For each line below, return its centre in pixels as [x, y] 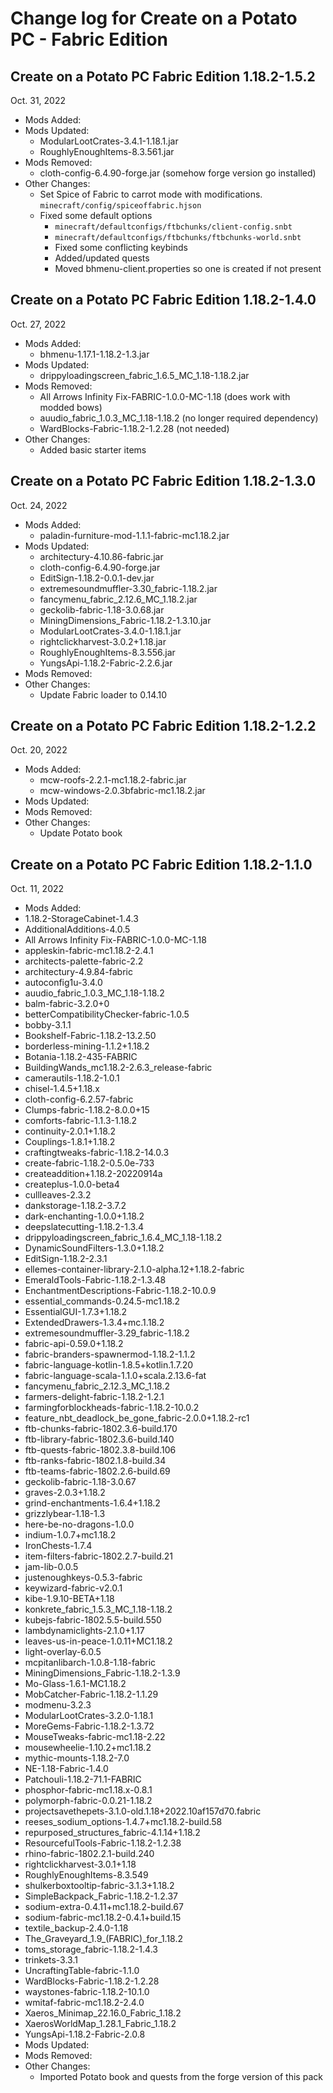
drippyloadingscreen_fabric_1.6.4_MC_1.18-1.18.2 [123, 1238]
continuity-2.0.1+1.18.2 [70, 1131]
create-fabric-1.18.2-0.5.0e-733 [89, 1163]
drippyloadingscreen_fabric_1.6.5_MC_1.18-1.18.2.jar [144, 375]
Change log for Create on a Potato [154, 18]
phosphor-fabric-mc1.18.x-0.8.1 [88, 1790]
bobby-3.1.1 [48, 1025]
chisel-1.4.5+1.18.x [62, 1089]
